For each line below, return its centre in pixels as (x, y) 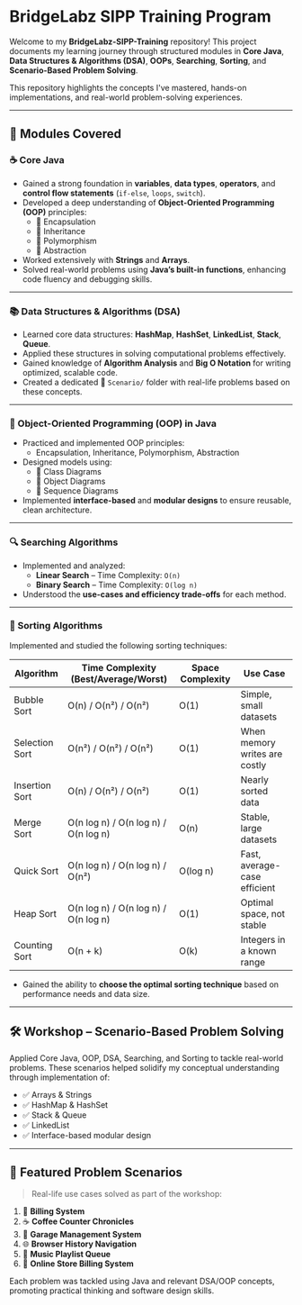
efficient (258, 887)
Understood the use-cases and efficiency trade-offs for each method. (154, 594)
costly (253, 765)
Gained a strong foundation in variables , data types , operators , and (149, 183)
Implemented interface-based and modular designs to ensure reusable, (157, 501)
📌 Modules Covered (65, 134)
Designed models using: (67, 462)
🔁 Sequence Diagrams (77, 491)
